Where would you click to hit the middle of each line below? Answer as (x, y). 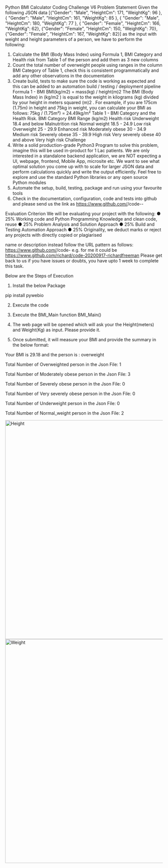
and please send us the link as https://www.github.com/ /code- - (78, 204)
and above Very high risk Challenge (49, 140)
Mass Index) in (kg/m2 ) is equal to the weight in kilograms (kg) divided (85, 97)
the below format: (30, 345)
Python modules (29, 182)
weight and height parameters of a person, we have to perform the (74, 39)
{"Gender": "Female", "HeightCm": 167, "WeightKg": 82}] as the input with (81, 34)
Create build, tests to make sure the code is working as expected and (84, 81)
